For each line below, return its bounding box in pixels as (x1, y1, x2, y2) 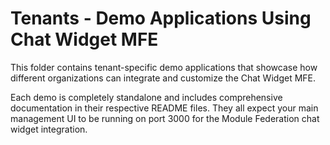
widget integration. (10, 123, 88, 135)
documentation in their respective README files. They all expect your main (10, 102, 319, 114)
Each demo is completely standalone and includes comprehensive (10, 91, 283, 103)
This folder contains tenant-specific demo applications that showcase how (10, 61, 318, 73)
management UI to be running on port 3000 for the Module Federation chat (10, 112, 320, 124)
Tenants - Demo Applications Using (10, 7, 312, 30)
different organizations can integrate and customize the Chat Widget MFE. (10, 72, 317, 84)
